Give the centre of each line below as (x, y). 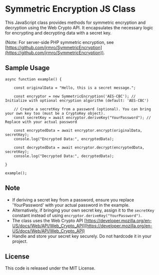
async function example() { (34, 79)
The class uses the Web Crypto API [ (49, 220)
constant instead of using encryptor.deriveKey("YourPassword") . (77, 215)
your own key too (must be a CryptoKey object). (55, 113)
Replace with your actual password (41, 122)
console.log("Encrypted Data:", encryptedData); (64, 139)
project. (20, 241)
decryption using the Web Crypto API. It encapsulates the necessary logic (79, 27)
